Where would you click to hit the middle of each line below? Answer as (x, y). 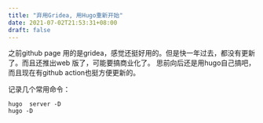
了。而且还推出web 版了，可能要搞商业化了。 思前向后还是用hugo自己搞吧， (132, 63)
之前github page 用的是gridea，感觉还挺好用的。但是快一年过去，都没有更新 (131, 53)
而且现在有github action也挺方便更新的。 (74, 73)
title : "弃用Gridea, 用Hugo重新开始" (66, 15)
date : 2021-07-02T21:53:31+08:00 (63, 23)
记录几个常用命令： (39, 89)
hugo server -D (35, 104)
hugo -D (21, 111)
